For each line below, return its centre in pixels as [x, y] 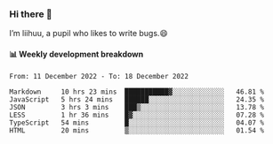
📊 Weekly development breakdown [76, 54]
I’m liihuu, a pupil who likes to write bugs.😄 [88, 34]
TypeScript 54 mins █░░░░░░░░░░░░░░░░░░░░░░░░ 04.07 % [137, 123]
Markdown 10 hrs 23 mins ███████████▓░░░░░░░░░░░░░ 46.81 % [137, 92]
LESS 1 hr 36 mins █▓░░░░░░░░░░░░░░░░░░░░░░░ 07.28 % [137, 115]
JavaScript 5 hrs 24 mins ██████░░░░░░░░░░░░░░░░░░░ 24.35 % [137, 99]
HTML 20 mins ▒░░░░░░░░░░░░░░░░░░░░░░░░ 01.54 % [137, 130]
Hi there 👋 [31, 14]
